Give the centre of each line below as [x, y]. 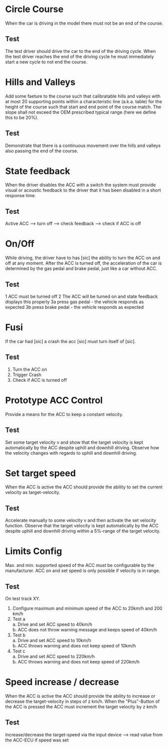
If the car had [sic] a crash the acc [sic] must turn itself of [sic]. [70, 341]
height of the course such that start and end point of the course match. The [83, 107]
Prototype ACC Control [54, 400]
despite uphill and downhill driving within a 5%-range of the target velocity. [83, 531]
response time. [21, 196]
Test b [19, 635]
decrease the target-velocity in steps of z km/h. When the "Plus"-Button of [82, 701]
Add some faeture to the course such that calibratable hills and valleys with [83, 96]
